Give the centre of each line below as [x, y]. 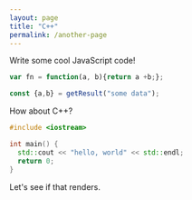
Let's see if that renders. [55, 186]
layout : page [34, 18]
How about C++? [41, 111]
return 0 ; [36, 161]
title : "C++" [34, 26]
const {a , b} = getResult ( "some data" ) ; [85, 94]
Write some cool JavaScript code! [72, 61]
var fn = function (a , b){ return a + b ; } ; [87, 77]
